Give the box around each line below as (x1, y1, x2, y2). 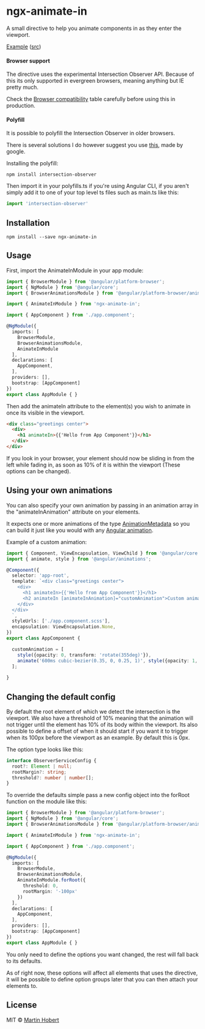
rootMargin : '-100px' (22, 888, 78, 894)
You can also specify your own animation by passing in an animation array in (6, 501, 199, 509)
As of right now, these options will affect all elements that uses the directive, (6, 969, 198, 976)
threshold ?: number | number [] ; (12, 774, 95, 781)
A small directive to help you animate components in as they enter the (6, 24, 182, 32)
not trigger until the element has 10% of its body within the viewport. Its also (6, 720, 198, 728)
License (6, 1000, 37, 1011)
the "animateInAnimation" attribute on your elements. (6, 508, 140, 515)
